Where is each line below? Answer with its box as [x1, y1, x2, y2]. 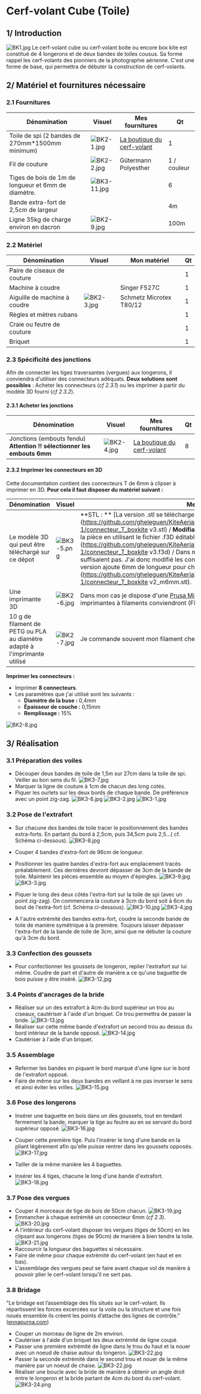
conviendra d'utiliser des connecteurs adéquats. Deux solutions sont [6, 376, 178, 383]
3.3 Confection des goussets [6, 949, 92, 957]
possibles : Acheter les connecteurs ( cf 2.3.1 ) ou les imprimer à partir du [6, 382, 185, 389]
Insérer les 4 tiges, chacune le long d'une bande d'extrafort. [14, 1172, 163, 1180]
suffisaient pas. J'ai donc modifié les [80, 555, 184, 564]
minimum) [9, 146, 38, 155]
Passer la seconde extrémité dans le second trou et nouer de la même [14, 1356, 188, 1363]
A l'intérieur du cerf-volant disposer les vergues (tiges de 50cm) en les [14, 1226, 190, 1233]
